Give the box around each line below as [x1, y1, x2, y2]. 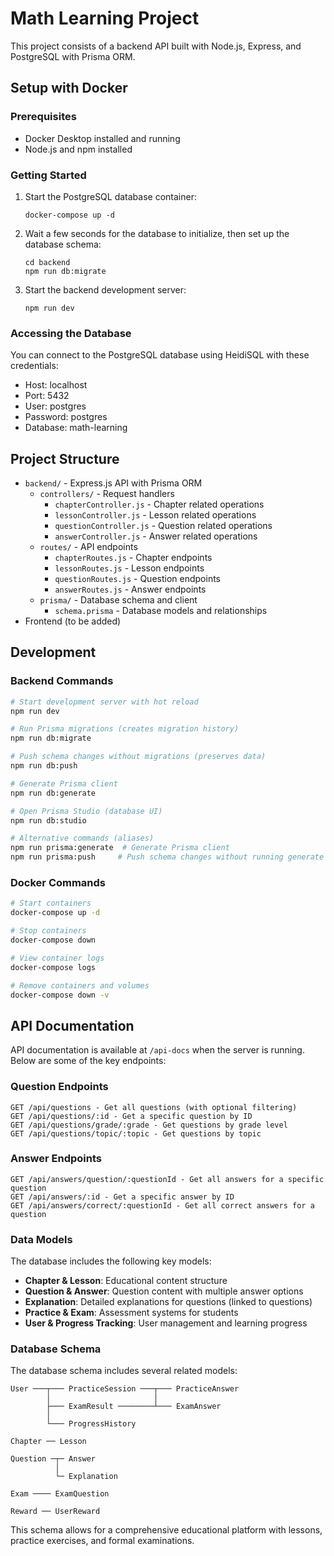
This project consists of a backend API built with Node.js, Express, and [10, 40, 302, 52]
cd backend [24, 257, 71, 267]
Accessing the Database [10, 326, 132, 340]
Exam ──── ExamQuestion [10, 1489, 110, 1499]
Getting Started [10, 168, 87, 182]
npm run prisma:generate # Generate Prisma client [10, 843, 230, 853]
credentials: [10, 360, 59, 372]
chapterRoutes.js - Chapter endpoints [54, 552, 213, 564]
